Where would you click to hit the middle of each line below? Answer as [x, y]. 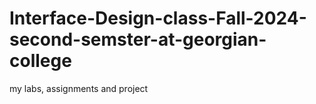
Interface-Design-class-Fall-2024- [158, 18]
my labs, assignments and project [79, 88]
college [40, 61]
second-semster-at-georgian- [138, 39]
